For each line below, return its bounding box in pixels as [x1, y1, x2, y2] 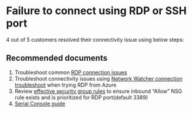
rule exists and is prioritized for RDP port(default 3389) [14, 94, 148, 101]
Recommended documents [6, 53, 108, 63]
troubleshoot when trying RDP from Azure [14, 81, 117, 88]
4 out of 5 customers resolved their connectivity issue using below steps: [6, 36, 184, 43]
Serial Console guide [14, 100, 66, 107]
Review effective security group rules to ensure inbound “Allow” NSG [14, 87, 183, 95]
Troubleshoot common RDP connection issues [14, 69, 128, 76]
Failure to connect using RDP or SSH [6, 4, 187, 18]
